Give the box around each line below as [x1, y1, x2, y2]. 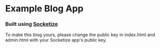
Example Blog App [5, 3, 84, 14]
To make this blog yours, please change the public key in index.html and [5, 32, 155, 38]
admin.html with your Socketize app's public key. [5, 37, 107, 43]
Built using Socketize [5, 21, 58, 28]
